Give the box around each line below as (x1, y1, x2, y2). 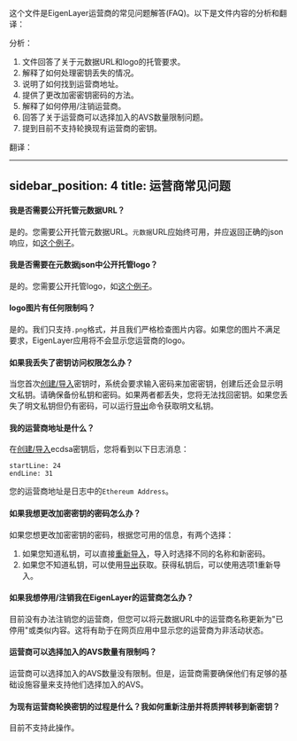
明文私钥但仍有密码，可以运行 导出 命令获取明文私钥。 (24, 401, 218, 411)
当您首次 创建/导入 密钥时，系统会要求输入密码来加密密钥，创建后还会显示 (9, 378, 276, 389)
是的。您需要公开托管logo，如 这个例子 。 (9, 280, 157, 291)
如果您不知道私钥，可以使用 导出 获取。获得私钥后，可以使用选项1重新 (21, 559, 274, 570)
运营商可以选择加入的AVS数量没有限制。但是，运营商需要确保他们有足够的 (9, 668, 280, 679)
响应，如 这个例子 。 (9, 238, 80, 248)
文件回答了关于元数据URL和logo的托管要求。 (21, 57, 186, 66)
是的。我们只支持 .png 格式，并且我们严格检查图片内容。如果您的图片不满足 (9, 324, 281, 334)
